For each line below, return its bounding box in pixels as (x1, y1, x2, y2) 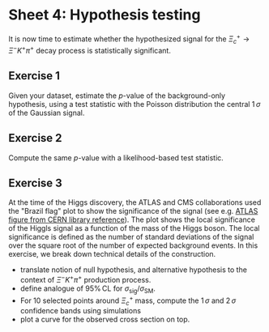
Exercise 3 (8, 177, 62, 190)
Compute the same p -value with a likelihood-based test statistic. (8, 152, 224, 163)
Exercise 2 (8, 131, 62, 145)
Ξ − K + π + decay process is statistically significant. (8, 45, 172, 56)
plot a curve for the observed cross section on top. (19, 314, 190, 325)
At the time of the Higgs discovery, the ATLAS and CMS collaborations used (8, 198, 262, 207)
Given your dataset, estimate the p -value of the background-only (8, 91, 225, 100)
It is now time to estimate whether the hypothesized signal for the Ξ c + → (8, 32, 250, 45)
